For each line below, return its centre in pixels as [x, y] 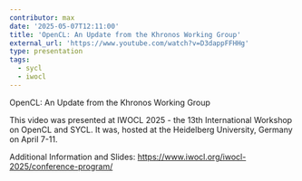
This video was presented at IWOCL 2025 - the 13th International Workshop [151, 119]
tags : [19, 60]
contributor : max [42, 18]
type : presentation [46, 52]
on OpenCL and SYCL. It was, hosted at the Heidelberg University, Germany [151, 129]
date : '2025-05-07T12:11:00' [64, 26]
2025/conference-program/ [61, 166]
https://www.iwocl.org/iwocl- [192, 157]
